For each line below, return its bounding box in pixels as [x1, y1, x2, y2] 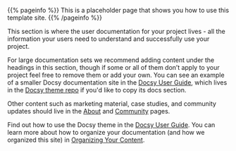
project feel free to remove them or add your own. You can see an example [7, 71, 225, 79]
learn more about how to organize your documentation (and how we [7, 128, 205, 136]
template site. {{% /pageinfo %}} [7, 13, 103, 22]
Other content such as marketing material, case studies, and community [7, 99, 217, 108]
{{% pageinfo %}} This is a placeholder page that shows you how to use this [7, 6, 230, 14]
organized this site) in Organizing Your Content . [7, 135, 145, 144]
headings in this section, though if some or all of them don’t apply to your [7, 64, 220, 71]
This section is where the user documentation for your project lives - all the [7, 28, 225, 35]
